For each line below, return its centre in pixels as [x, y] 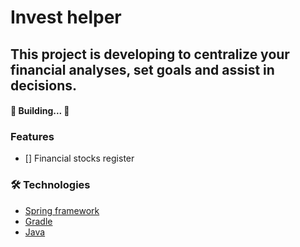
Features [32, 137]
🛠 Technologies [50, 185]
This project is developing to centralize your [150, 54]
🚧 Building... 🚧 [40, 111]
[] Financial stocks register [79, 158]
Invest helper [66, 17]
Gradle [38, 221]
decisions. [43, 85]
